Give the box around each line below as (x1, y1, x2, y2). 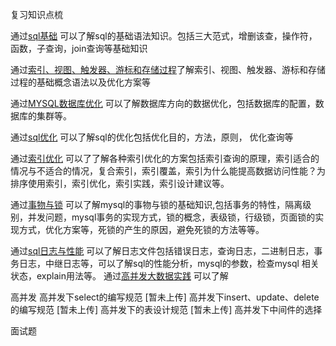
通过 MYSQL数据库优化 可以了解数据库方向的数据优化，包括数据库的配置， (10, 98, 316, 109)
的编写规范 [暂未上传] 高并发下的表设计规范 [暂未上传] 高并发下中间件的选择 (10, 304, 323, 315)
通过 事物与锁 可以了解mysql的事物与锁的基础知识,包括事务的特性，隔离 (10, 199, 303, 210)
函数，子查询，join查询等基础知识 (10, 43, 148, 54)
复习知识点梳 (10, 9, 63, 20)
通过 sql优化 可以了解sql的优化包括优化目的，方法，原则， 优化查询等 (10, 131, 294, 143)
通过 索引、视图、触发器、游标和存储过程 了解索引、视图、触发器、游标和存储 (10, 64, 326, 75)
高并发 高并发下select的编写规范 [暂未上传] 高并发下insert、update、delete (10, 291, 320, 303)
